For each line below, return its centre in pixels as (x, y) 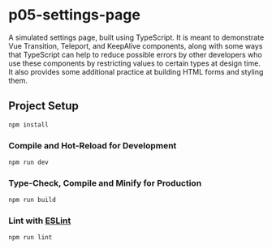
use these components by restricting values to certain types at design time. (135, 63)
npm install (28, 124)
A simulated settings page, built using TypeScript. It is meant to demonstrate (136, 37)
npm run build (32, 200)
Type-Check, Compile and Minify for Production (105, 182)
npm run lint (30, 238)
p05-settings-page (74, 15)
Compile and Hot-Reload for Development (93, 145)
